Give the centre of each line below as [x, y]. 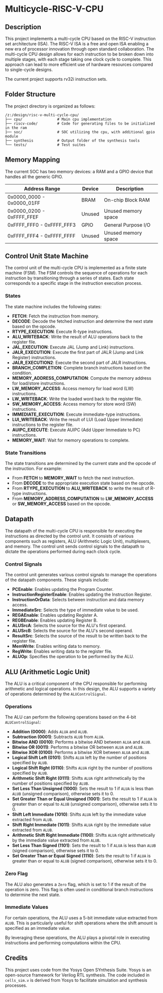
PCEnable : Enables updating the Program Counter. [63, 589]
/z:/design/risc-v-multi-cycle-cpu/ [42, 115]
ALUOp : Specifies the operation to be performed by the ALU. [73, 657]
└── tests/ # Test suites [45, 145]
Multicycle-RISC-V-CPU [54, 9]
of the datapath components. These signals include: [57, 580]
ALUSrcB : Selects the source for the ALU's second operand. [73, 631]
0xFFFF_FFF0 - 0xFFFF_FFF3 [42, 225]
